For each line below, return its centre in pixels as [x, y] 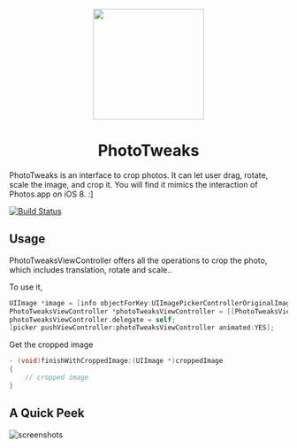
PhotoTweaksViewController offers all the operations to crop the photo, [138, 260]
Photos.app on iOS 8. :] [51, 194]
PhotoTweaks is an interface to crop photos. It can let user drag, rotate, [139, 175]
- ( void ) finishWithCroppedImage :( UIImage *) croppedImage [116, 361]
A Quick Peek [47, 413]
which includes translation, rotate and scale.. [91, 269]
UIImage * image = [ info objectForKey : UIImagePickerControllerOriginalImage [152, 303]
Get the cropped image [51, 344]
